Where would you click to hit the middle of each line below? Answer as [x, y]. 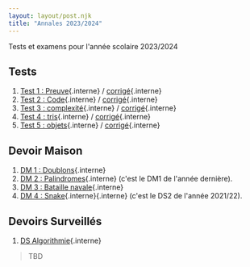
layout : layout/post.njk [50, 16]
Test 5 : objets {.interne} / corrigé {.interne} [90, 125]
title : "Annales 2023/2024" [56, 23]
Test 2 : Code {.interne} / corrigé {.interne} [89, 100]
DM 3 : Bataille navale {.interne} [71, 187]
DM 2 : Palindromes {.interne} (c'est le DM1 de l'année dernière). [126, 179]
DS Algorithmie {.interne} [61, 240]
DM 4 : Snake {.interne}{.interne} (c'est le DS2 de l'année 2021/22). [131, 196]
